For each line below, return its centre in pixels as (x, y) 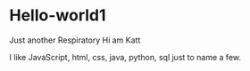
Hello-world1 (58, 16)
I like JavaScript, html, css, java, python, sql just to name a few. (125, 57)
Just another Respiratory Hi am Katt (75, 40)
